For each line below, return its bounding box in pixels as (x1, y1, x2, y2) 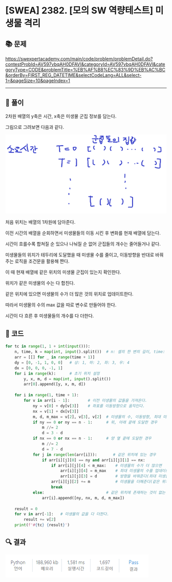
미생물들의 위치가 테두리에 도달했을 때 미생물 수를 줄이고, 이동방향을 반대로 (5, 252, 155, 258)
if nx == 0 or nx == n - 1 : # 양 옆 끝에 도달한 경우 (32, 436, 152, 441)
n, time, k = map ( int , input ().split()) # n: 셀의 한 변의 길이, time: (14, 350, 165, 355)
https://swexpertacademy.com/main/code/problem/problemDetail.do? (5, 56, 153, 62)
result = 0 (14, 506, 38, 511)
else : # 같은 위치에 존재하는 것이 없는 (32, 490, 166, 495)
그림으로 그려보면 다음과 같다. (5, 124, 64, 130)
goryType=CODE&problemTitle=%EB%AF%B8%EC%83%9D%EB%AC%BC (5, 67, 165, 72)
